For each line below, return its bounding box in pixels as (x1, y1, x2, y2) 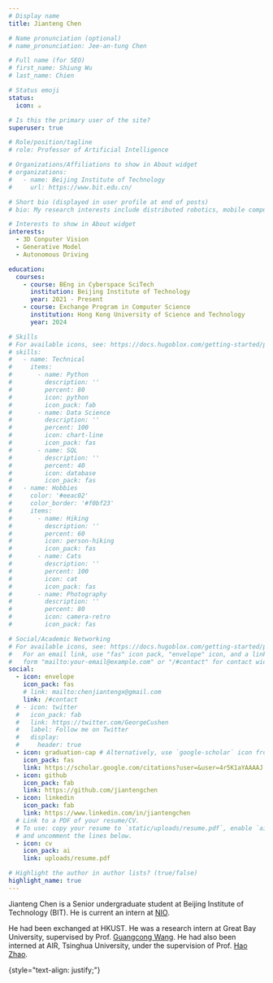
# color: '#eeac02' (8, 491, 89, 500)
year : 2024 (29, 318, 67, 326)
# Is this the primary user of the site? (8, 116, 151, 125)
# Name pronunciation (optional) (8, 34, 122, 42)
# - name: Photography (8, 590, 107, 598)
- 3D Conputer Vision (15, 235, 89, 244)
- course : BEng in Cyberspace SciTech (23, 280, 154, 289)
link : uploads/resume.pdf (23, 854, 111, 863)
